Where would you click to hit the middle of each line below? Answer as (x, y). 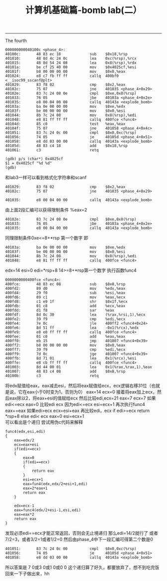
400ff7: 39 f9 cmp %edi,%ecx (65, 350)
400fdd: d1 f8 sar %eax (60, 310)
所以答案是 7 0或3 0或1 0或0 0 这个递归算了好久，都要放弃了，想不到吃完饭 (83, 568)
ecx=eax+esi (26, 445)
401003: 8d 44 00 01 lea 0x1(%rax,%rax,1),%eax (79, 367)
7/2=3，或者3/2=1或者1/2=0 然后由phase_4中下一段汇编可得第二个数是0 (79, 540)
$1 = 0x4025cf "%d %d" (29, 163)
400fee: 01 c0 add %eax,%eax (65, 337)
